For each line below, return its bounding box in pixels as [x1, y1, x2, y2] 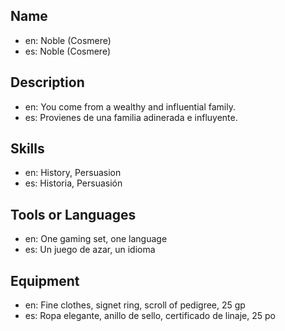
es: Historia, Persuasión [24, 177, 123, 189]
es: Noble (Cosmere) [24, 45, 112, 57]
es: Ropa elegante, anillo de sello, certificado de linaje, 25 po [24, 310, 276, 322]
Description [10, 74, 85, 91]
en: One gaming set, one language [24, 233, 168, 245]
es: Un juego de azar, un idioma [24, 244, 156, 256]
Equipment [10, 272, 80, 289]
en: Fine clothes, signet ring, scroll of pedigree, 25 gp [24, 299, 246, 311]
